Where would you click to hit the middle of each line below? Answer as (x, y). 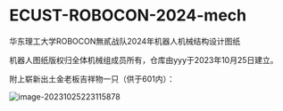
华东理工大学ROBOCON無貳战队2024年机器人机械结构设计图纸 (125, 41)
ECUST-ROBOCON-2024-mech (128, 16)
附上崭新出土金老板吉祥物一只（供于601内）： (92, 79)
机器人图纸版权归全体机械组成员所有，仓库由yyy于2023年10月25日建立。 (144, 59)
